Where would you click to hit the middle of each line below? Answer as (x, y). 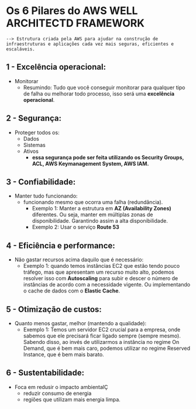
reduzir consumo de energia (57, 393)
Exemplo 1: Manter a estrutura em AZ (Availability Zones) (102, 209)
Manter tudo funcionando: (46, 196)
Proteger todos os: (37, 132)
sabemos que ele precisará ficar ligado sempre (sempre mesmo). (102, 336)
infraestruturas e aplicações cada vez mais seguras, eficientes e (90, 44)
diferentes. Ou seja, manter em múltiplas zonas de (92, 214)
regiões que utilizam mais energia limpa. (72, 399)
